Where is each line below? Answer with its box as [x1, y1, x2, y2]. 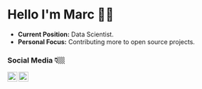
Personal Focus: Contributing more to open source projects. [17, 37, 196, 46]
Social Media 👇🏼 [7, 55, 65, 65]
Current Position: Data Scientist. [17, 30, 114, 38]
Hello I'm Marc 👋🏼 [7, 6, 115, 23]
